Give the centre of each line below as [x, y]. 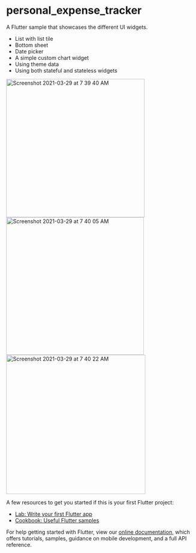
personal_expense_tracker [74, 10]
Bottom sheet [31, 45]
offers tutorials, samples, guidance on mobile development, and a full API [97, 538]
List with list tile [34, 38]
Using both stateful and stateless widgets [66, 70]
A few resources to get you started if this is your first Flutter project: [90, 502]
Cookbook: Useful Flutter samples [57, 520]
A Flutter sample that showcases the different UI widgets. [77, 27]
